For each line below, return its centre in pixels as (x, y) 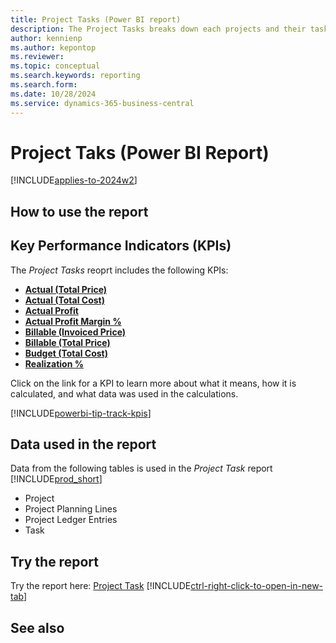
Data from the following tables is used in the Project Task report (141, 468)
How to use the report (79, 211)
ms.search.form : (44, 85)
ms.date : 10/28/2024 (53, 94)
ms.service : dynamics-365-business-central (102, 103)
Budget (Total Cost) (66, 353)
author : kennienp (46, 38)
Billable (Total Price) (67, 342)
